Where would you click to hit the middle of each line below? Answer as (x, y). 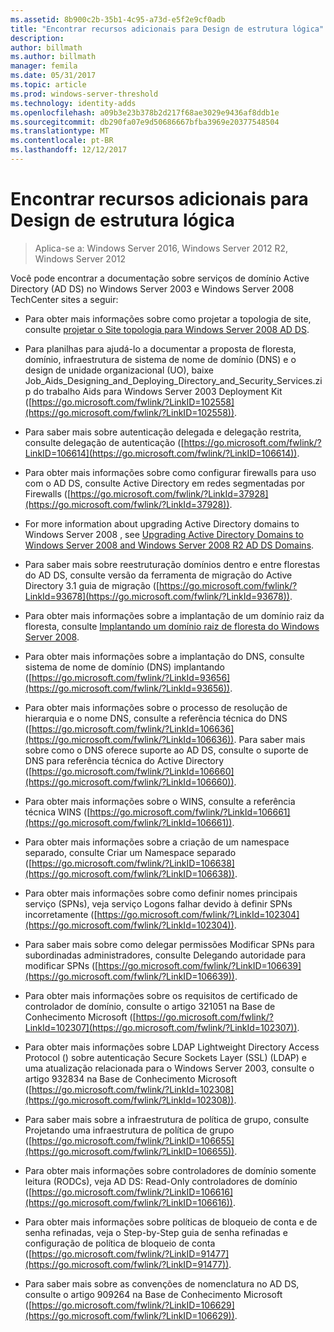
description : (37, 38)
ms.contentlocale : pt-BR (62, 141)
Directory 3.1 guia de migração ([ (92, 585)
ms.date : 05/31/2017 (53, 76)
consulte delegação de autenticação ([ (104, 442)
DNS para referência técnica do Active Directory (124, 760)
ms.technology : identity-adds (73, 103)
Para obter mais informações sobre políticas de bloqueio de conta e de (171, 1222)
